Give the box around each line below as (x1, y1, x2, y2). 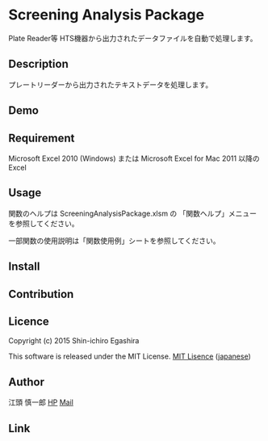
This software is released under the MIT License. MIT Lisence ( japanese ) (8, 351, 252, 361)
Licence (8, 314, 50, 328)
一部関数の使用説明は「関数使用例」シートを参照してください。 (8, 236, 220, 246)
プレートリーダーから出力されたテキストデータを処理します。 (8, 79, 213, 90)
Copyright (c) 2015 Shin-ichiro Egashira (8, 336, 140, 346)
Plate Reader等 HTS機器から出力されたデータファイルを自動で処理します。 (8, 33, 258, 43)
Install (8, 260, 40, 274)
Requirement (8, 131, 75, 145)
